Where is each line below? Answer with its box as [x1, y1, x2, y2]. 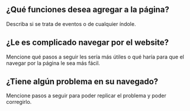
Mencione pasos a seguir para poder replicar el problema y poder [6, 92, 167, 99]
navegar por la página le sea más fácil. [6, 59, 101, 67]
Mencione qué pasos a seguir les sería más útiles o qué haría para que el [6, 53, 185, 60]
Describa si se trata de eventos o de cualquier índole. [6, 20, 136, 27]
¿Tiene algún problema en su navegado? [6, 77, 159, 87]
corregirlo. [6, 99, 32, 106]
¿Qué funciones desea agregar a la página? [6, 5, 170, 15]
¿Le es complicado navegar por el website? [6, 38, 169, 48]
